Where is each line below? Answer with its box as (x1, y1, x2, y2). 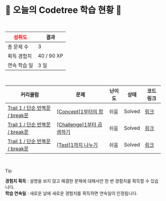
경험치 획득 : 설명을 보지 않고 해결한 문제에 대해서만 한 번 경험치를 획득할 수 (5, 178, 150, 184)
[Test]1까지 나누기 (56, 141, 98, 148)
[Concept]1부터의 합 (56, 108, 104, 115)
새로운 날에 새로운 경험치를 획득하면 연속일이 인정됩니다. (29, 190, 138, 196)
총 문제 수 (7, 43, 29, 50)
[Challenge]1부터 (56, 121, 96, 128)
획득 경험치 (7, 52, 32, 59)
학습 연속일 (5, 190, 26, 196)
